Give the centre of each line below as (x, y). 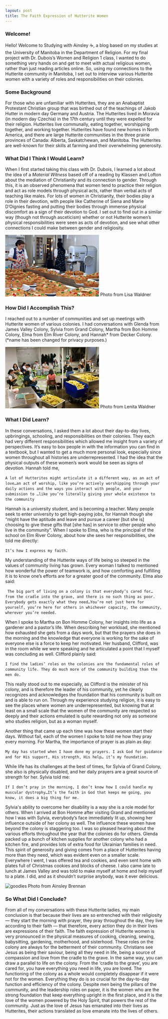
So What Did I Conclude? (36, 899)
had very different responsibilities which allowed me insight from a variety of (84, 441)
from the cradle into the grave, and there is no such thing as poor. (80, 597)
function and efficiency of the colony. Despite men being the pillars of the (81, 984)
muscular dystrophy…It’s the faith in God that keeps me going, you (78, 792)
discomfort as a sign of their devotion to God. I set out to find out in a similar (83, 212)
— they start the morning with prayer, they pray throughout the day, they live (84, 920)
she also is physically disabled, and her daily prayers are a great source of (82, 772)
